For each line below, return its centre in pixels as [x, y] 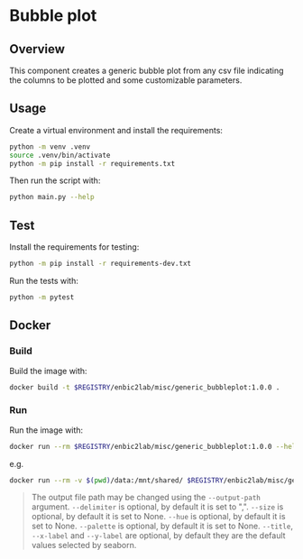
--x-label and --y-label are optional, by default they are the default [158, 536]
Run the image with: [46, 430]
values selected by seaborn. [84, 545]
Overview [37, 49]
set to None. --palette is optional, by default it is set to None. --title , [162, 526]
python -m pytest [42, 298]
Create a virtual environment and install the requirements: [116, 130]
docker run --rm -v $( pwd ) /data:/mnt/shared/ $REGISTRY [116, 480]
